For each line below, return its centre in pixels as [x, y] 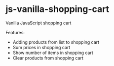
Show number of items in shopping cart [53, 53]
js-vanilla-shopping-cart [57, 9]
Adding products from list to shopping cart [56, 42]
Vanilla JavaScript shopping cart [38, 23]
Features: [15, 32]
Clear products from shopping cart [48, 58]
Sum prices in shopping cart [41, 47]
